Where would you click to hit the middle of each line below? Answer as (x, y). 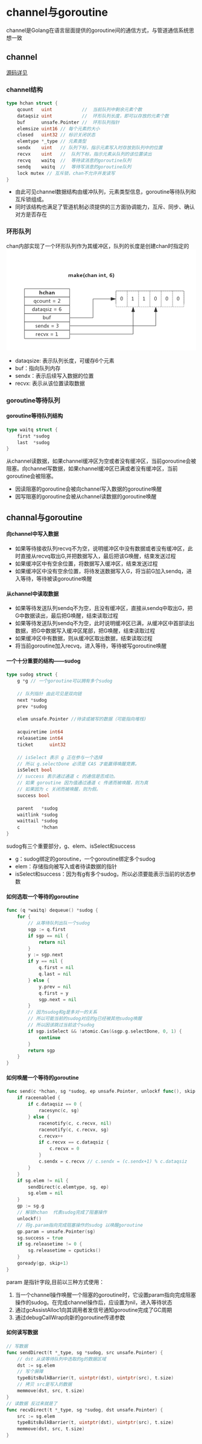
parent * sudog (38, 808)
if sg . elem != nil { (43, 1180)
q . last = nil (55, 974)
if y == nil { (46, 961)
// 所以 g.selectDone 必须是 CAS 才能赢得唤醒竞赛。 (78, 764)
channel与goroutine (57, 12)
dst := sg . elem (36, 1365)
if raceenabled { (39, 1098)
